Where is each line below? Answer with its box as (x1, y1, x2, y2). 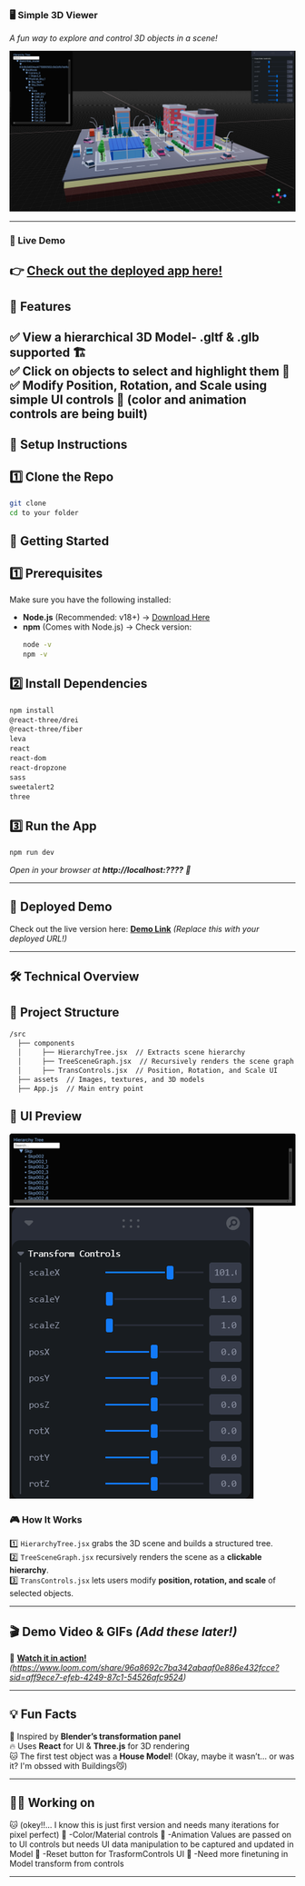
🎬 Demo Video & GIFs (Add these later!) (9, 1623, 238, 1639)
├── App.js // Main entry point (17, 1085, 144, 1094)
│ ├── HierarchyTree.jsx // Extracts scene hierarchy (17, 1048, 246, 1057)
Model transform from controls (9, 1858, 124, 1869)
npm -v (22, 650, 48, 659)
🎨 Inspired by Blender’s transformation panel (9, 1731, 182, 1742)
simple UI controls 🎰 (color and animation (9, 392, 247, 407)
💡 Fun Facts (9, 1707, 77, 1722)
